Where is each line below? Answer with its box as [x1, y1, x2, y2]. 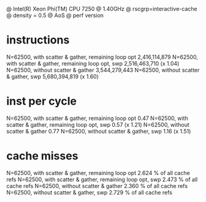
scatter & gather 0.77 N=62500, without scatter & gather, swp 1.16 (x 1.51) [6, 127, 191, 135]
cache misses [6, 149, 78, 163]
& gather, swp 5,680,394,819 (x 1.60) [6, 73, 99, 80]
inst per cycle [6, 94, 77, 108]
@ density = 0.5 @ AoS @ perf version [6, 12, 104, 19]
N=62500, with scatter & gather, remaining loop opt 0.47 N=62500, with [6, 114, 188, 122]
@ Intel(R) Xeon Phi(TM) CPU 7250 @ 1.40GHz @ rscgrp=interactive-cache [6, 6, 197, 12]
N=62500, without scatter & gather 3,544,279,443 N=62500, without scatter [6, 66, 200, 73]
